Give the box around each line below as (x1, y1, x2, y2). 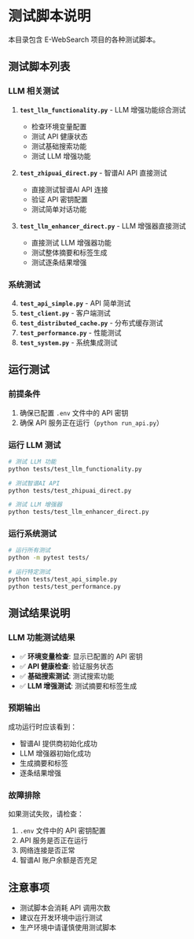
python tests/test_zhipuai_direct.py (8, 486, 132, 494)
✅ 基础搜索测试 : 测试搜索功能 (19, 671, 115, 681)
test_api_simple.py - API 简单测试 (19, 298, 131, 308)
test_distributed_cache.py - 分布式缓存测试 (19, 318, 163, 327)
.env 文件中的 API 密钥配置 (19, 826, 106, 835)
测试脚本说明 (8, 7, 92, 25)
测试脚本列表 (8, 60, 71, 73)
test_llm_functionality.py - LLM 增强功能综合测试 (19, 105, 186, 114)
